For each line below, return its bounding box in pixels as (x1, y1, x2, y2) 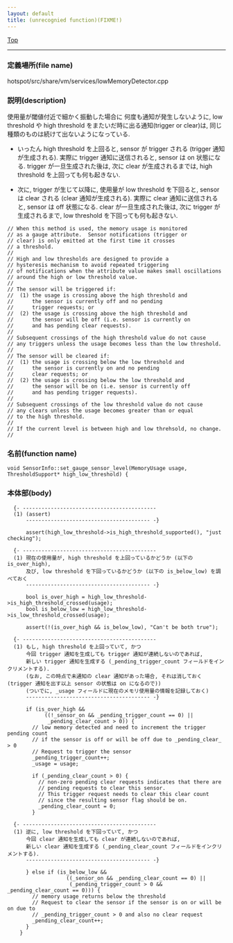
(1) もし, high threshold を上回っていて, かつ (13, 643, 141, 650)
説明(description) (7, 95, 67, 105)
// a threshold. (7, 243, 54, 250)
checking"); (7, 535, 42, 542)
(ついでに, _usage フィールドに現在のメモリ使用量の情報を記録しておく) (25, 687, 209, 694)
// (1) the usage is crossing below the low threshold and (7, 358, 185, 366)
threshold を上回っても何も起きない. (17, 171, 121, 179)
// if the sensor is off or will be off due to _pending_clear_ (32, 736, 222, 743)
